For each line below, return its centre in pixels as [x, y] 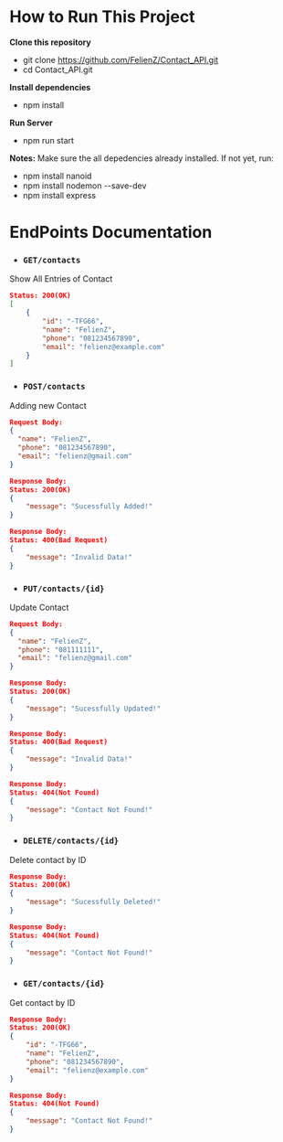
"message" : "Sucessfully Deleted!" [94, 902]
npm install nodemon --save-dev [84, 186]
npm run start [48, 140]
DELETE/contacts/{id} [71, 841]
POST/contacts [54, 387]
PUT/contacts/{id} [63, 588]
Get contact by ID [42, 1002]
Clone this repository [50, 42]
